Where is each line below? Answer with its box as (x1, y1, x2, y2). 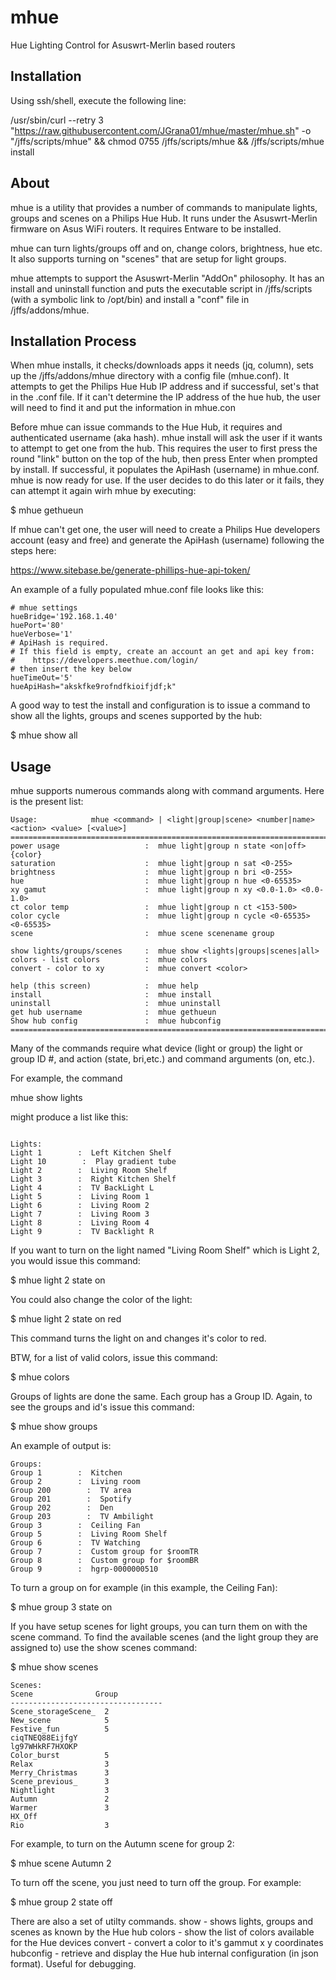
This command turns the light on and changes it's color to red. (10, 1332, 267, 1345)
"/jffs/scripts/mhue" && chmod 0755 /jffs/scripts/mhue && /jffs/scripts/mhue (10, 135, 325, 147)
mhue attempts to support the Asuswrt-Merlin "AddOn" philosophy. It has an (10, 272, 325, 284)
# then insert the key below (10, 664, 132, 675)
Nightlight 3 (10, 1786, 110, 1796)
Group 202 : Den (10, 1503, 114, 1513)
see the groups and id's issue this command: (10, 1401, 195, 1413)
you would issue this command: (10, 1255, 141, 1267)
